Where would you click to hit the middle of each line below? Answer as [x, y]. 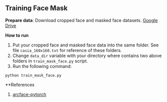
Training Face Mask [36, 8]
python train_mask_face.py [33, 75]
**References [20, 84]
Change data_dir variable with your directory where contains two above [87, 55]
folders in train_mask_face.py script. [50, 61]
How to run [17, 35]
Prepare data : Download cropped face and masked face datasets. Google [81, 20]
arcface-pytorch [29, 94]
